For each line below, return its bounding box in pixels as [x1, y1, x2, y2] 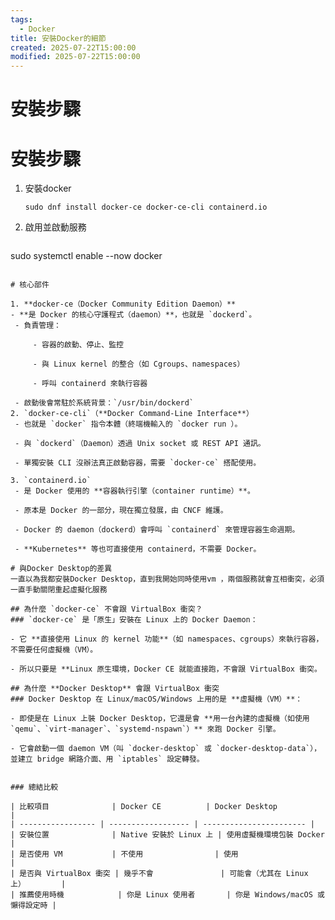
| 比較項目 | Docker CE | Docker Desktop [10, 802, 278, 812]
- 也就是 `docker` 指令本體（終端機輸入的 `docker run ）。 [14, 419, 243, 430]
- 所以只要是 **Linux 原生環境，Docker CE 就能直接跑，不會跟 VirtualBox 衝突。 [10, 664, 322, 675]
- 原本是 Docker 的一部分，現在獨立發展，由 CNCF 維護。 [14, 506, 228, 516]
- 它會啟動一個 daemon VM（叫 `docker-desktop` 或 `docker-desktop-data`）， [10, 744, 322, 754]
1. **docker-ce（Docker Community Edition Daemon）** [10, 299, 237, 310]
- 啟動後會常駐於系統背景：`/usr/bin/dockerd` [14, 398, 195, 408]
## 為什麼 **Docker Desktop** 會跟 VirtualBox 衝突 [10, 684, 220, 694]
